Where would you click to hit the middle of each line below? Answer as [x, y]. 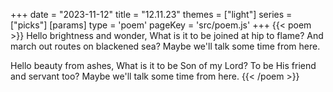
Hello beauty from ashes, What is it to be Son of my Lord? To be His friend [163, 65]
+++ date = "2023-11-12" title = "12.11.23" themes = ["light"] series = [151, 14]
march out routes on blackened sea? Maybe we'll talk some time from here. [165, 46]
